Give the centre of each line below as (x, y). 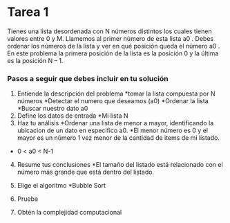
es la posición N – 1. (35, 60)
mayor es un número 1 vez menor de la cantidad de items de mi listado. (118, 138)
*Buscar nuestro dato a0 (52, 109)
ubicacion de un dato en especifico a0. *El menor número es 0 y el (113, 131)
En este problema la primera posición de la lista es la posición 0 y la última (113, 53)
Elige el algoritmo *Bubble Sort (61, 186)
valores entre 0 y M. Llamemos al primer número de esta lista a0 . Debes (111, 38)
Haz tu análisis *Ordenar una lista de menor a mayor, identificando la (115, 123)
